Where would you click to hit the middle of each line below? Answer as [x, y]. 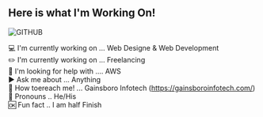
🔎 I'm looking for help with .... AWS [65, 71]
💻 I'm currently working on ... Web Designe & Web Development [114, 47]
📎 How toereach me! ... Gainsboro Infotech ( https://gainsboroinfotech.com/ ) [132, 88]
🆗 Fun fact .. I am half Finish [55, 104]
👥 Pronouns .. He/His [42, 96]
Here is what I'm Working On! [82, 13]
